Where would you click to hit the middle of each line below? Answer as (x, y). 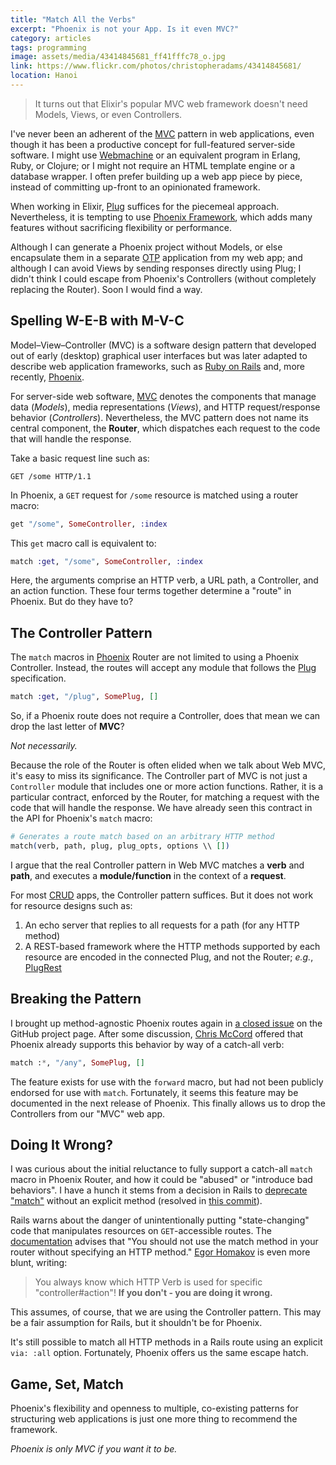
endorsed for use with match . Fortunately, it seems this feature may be (154, 1092)
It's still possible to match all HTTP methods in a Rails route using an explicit (166, 1342)
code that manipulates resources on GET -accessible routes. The (141, 1231)
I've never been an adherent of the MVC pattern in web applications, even (162, 133)
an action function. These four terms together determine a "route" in (151, 591)
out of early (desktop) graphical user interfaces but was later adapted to (159, 355)
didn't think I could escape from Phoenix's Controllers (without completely (163, 278)
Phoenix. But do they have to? (72, 602)
